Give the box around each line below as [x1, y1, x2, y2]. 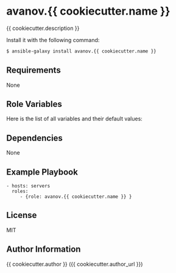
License [6, 210, 37, 220]
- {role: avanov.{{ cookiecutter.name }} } [19, 194, 132, 200]
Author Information [6, 244, 81, 255]
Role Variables [6, 99, 62, 109]
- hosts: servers [6, 183, 51, 189]
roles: [12, 188, 29, 195]
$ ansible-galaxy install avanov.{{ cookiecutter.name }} [6, 48, 157, 54]
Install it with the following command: [6, 36, 100, 43]
